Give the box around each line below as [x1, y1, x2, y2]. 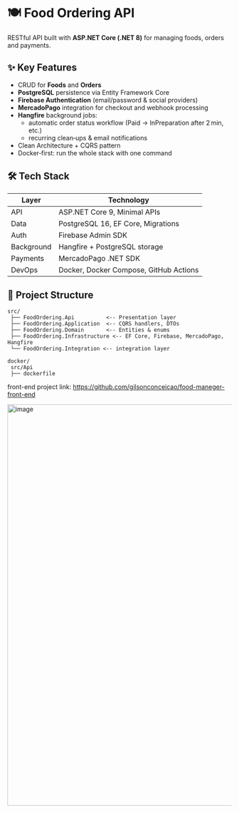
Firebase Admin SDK [58, 230, 128, 240]
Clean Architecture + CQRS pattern [17, 141, 121, 150]
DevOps [11, 264, 38, 274]
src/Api [10, 364, 33, 371]
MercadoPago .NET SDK [58, 253, 141, 263]
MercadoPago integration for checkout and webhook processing [17, 103, 208, 112]
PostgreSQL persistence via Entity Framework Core [17, 88, 169, 96]
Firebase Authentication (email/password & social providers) [17, 95, 198, 104]
